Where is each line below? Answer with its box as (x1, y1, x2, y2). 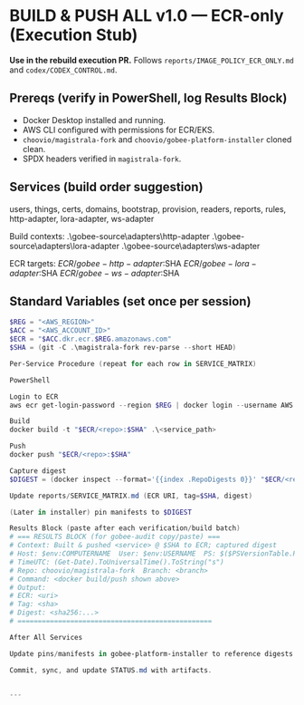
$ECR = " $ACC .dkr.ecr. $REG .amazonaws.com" (9, 334, 172, 344)
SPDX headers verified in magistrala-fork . (22, 153, 182, 164)
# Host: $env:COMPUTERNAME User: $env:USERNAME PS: (9, 549, 217, 558)
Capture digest (9, 466, 67, 476)
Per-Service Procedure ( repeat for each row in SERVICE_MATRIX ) (9, 359, 257, 368)
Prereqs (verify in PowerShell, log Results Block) (9, 91, 288, 106)
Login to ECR (9, 391, 59, 401)
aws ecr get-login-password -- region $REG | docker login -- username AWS (9, 401, 294, 410)
